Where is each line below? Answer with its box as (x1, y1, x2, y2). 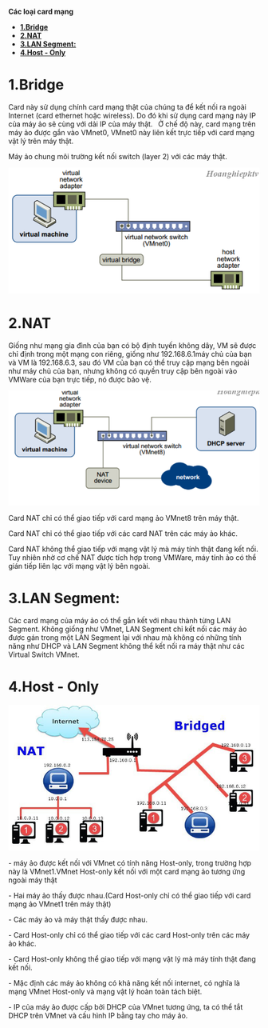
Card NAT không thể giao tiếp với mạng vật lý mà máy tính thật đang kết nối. (8, 544, 259, 554)
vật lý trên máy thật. (8, 136, 74, 146)
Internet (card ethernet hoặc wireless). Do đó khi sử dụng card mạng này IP (8, 110, 257, 120)
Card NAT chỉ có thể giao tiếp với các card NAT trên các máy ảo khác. (8, 529, 238, 538)
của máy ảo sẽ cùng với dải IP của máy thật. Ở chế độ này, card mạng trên (8, 119, 257, 129)
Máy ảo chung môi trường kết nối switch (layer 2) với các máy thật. (8, 151, 227, 161)
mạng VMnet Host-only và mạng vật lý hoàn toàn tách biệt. (8, 986, 203, 996)
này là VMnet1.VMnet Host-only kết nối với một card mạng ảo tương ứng (8, 866, 246, 876)
